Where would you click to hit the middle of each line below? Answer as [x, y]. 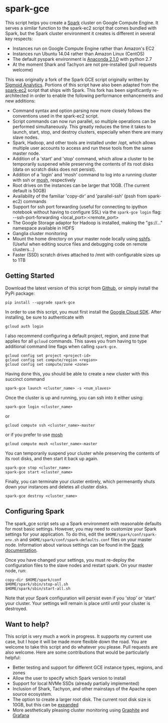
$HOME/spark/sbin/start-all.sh [38, 588]
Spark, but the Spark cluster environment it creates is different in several [80, 33]
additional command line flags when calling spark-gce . [61, 346]
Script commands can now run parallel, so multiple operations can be [84, 121]
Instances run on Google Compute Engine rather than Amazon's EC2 [83, 48]
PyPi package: [20, 293]
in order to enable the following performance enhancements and [96, 95]
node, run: [16, 570]
